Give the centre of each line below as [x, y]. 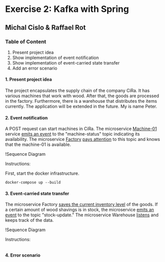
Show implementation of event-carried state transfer [66, 63]
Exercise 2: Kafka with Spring [67, 9]
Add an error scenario [35, 68]
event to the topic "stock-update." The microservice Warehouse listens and [82, 215]
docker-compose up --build [33, 183]
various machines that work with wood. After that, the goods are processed [82, 96]
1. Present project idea [28, 79]
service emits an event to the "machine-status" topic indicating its [73, 134]
